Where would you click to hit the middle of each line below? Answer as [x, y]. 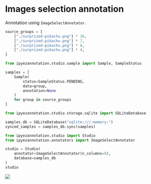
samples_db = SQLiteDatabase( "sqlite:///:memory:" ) [59, 122]
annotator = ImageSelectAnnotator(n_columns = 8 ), [62, 153]
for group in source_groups [43, 100]
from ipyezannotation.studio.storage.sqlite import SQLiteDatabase [76, 113]
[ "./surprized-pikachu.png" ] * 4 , [49, 50]
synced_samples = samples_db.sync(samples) [50, 126]
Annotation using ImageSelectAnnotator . [45, 23]
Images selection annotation [64, 9]
